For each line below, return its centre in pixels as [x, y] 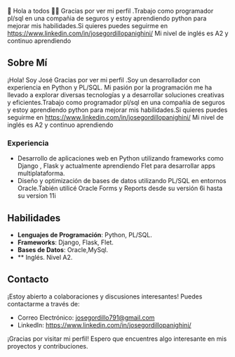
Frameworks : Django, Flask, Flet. [66, 242]
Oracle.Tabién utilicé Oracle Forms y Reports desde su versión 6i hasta [120, 188]
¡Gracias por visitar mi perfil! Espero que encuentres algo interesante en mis [117, 339]
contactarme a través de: [43, 303]
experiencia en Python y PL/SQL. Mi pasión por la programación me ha [110, 87]
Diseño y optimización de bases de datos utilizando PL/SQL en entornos [122, 181]
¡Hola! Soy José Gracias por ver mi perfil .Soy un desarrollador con [104, 80]
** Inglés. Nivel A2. [45, 257]
